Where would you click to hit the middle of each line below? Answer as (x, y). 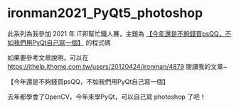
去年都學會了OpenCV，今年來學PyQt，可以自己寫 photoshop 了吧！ (107, 97)
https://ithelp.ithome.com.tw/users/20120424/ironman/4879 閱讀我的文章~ (117, 66)
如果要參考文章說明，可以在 (48, 58)
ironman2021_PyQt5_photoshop (105, 13)
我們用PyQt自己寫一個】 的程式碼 (62, 42)
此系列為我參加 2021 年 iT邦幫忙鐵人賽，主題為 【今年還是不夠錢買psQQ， (116, 33)
